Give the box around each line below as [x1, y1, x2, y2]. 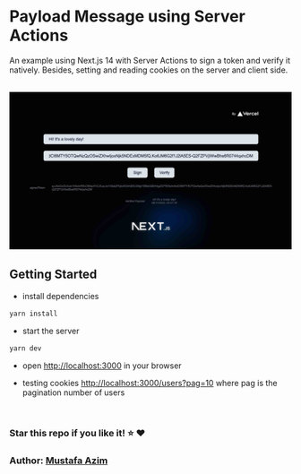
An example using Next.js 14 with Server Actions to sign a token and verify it [9, 55, 291, 65]
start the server [21, 325, 80, 336]
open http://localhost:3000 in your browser [21, 360, 182, 371]
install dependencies [21, 290, 99, 301]
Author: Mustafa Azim [9, 454, 108, 467]
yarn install [9, 309, 58, 318]
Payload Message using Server [9, 6, 246, 27]
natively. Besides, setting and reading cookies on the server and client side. [9, 65, 288, 75]
